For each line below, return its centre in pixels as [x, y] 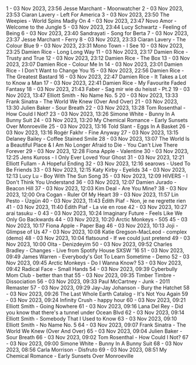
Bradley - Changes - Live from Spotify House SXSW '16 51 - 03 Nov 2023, [95, 250]
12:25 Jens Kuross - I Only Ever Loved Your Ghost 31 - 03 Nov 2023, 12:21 [95, 157]
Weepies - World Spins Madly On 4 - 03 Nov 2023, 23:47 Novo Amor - [92, 21]
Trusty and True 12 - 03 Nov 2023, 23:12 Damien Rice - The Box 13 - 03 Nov [98, 58]
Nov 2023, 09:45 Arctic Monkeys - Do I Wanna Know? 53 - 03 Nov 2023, [94, 263]
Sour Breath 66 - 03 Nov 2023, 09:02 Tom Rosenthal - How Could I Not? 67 [97, 337]
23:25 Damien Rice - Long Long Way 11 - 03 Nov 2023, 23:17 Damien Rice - [97, 52]
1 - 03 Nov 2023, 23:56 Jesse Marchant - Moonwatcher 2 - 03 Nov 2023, [95, 8]
